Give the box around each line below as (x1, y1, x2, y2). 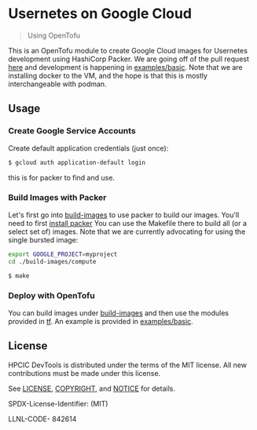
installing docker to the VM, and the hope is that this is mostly (8, 71, 208, 80)
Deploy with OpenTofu (8, 290, 96, 301)
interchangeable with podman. (8, 79, 108, 89)
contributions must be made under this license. (8, 368, 161, 377)
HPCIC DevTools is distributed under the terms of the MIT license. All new (8, 360, 248, 370)
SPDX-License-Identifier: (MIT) (8, 399, 108, 408)
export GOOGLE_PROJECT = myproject (8, 250, 118, 258)
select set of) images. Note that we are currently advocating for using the (8, 227, 246, 236)
